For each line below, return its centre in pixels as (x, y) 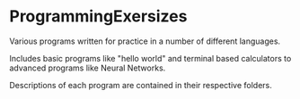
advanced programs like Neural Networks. (88, 68)
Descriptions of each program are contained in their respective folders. (141, 85)
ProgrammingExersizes (98, 16)
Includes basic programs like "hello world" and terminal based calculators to (150, 58)
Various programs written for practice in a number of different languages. (145, 41)
